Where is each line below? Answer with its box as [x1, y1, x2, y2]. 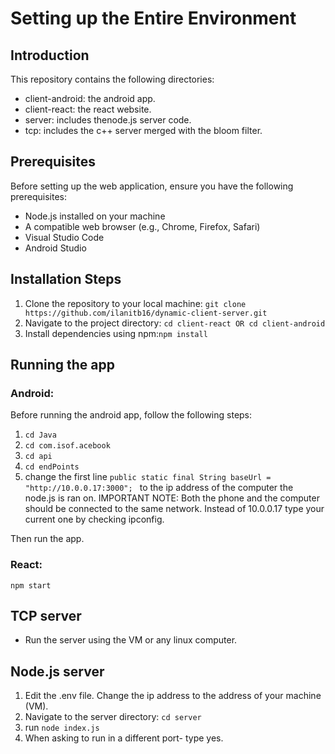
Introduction [10, 47, 90, 64]
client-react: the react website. [24, 103, 152, 115]
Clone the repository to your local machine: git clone [24, 297, 247, 309]
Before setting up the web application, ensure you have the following [10, 180, 294, 192]
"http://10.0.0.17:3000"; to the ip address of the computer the [24, 482, 294, 494]
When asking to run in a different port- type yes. [24, 732, 224, 744]
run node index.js [24, 722, 100, 734]
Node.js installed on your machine [24, 210, 166, 222]
